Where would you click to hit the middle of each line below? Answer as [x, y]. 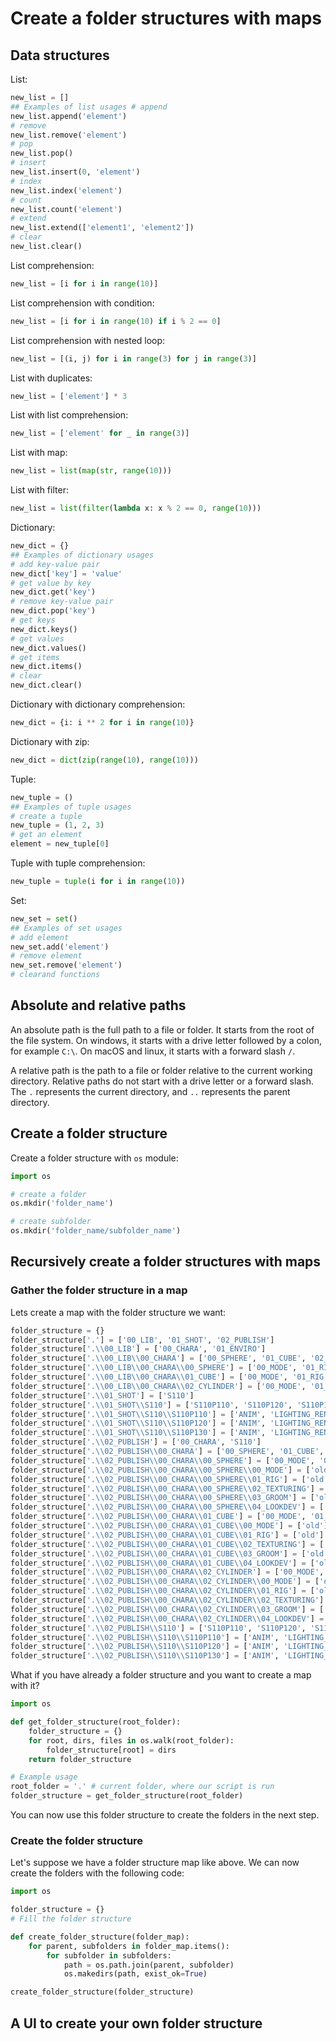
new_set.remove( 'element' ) [66, 965]
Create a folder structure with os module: [94, 1158]
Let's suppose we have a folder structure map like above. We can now [155, 1863]
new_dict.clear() [46, 685]
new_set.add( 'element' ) [60, 947]
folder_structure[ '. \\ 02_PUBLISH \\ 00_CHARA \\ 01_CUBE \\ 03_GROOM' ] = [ [158, 1553]
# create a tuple [46, 816]
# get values [37, 638]
